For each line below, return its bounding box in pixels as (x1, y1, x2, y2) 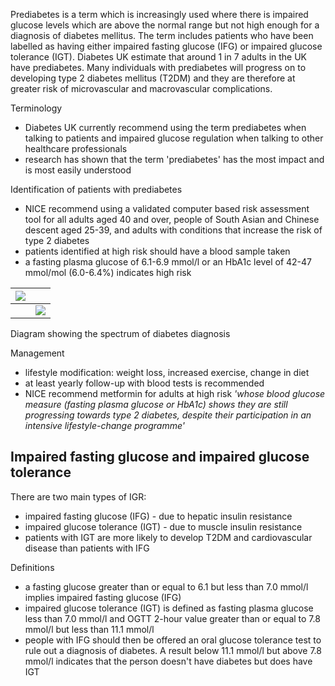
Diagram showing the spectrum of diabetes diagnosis (10, 328, 231, 339)
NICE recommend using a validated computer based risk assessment (24, 203, 310, 214)
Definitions (10, 561, 55, 573)
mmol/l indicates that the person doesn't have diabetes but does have (24, 655, 313, 667)
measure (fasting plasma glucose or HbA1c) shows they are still (24, 399, 288, 410)
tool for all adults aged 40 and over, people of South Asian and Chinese (24, 214, 320, 225)
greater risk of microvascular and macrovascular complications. (10, 83, 273, 94)
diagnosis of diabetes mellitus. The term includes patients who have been (10, 30, 314, 41)
